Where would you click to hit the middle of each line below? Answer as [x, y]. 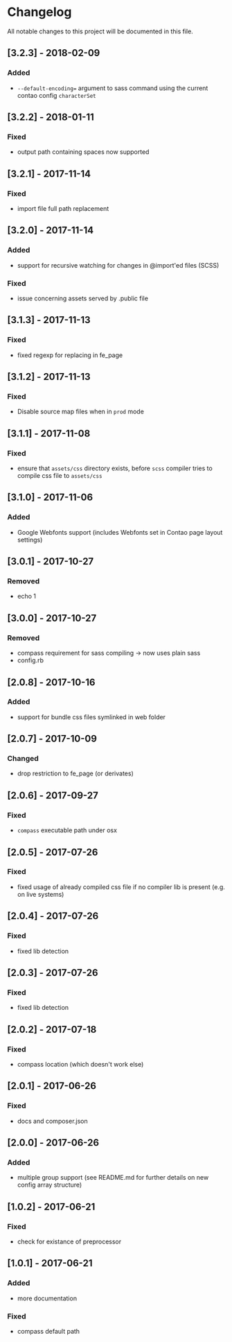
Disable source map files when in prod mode [80, 412]
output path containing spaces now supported [83, 152]
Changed [23, 759]
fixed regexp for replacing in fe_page [70, 355]
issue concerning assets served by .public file [83, 298]
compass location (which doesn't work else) [80, 1064]
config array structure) [50, 1185]
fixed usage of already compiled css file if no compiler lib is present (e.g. [121, 887]
